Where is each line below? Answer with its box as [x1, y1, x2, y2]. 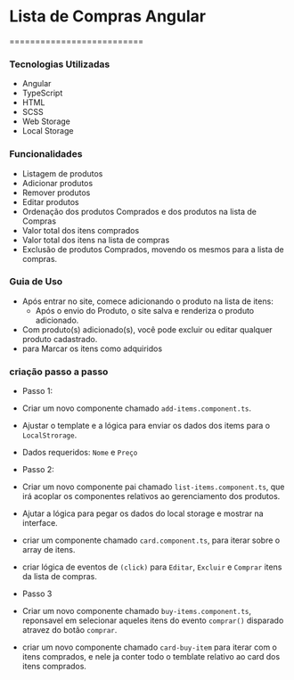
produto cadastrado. [21, 333, 98, 344]
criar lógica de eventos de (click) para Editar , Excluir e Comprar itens [21, 561, 282, 572]
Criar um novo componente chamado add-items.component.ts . [21, 403, 252, 414]
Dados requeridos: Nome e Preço [21, 447, 138, 458]
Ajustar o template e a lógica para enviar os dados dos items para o [21, 421, 270, 431]
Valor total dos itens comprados [21, 225, 140, 235]
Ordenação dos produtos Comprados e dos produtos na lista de [21, 206, 257, 217]
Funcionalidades [9, 148, 83, 160]
